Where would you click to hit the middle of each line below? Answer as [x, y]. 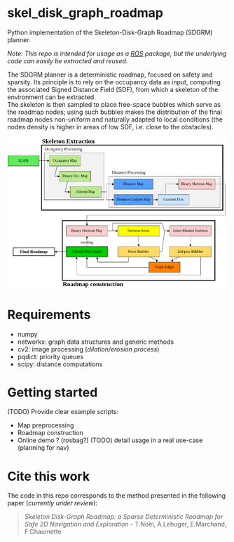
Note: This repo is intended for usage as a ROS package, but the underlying [117, 53]
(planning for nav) [43, 448]
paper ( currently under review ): [53, 503]
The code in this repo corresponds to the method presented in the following [117, 496]
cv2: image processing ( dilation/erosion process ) [88, 349]
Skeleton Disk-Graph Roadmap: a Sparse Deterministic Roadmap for [124, 517]
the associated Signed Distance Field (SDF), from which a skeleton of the [113, 89]
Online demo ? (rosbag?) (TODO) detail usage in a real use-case [110, 440]
